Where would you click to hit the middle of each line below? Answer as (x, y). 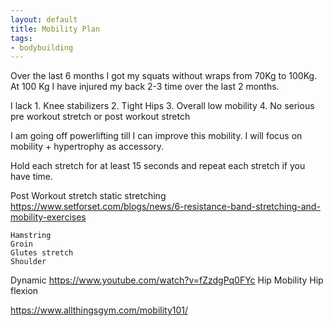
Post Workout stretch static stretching (88, 196)
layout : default (44, 19)
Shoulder (28, 262)
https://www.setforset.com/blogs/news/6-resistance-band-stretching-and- (165, 207)
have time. (32, 177)
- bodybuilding (42, 47)
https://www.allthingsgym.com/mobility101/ (99, 310)
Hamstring (31, 236)
